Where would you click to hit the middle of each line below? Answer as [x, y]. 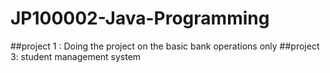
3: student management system [76, 56]
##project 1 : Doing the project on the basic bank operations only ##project [165, 46]
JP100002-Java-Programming [140, 18]
